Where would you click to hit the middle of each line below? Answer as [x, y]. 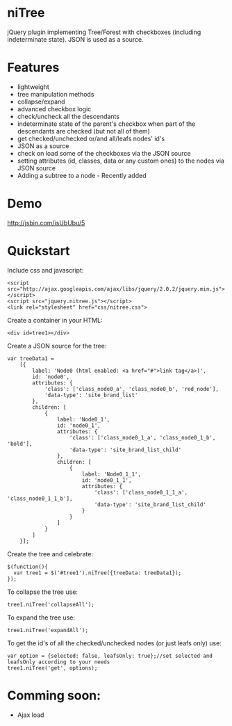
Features [33, 68]
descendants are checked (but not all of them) [84, 131]
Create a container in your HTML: [55, 320]
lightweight [33, 87]
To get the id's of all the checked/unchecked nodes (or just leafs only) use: [115, 643]
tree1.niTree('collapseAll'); [51, 604]
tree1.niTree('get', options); [52, 668]
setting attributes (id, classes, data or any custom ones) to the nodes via [121, 161]
